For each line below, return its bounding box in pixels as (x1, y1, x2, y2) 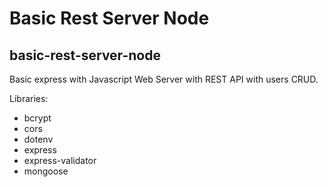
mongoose (23, 165, 69, 177)
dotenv (23, 133, 54, 145)
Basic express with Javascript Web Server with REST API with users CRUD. (9, 73, 319, 85)
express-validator (23, 155, 97, 166)
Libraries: (9, 93, 49, 104)
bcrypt (23, 112, 52, 124)
